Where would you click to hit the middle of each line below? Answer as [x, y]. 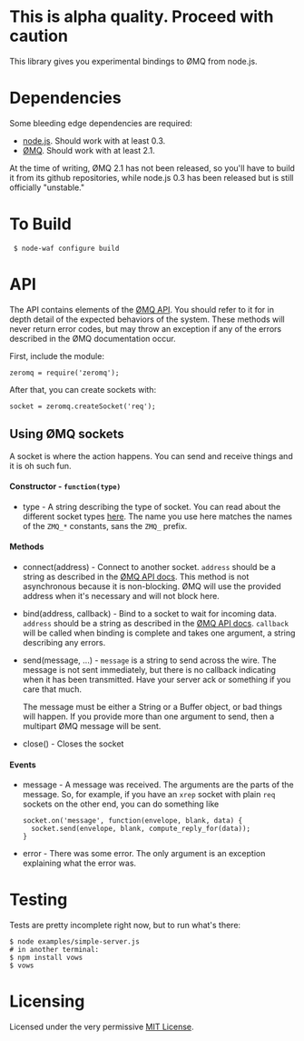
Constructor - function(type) [65, 486]
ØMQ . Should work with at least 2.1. [89, 150]
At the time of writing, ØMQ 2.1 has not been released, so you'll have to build [152, 168]
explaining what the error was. [79, 863]
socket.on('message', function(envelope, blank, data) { [132, 821]
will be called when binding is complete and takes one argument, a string [159, 633]
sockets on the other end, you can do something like [121, 804]
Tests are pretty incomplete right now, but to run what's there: [125, 926]
